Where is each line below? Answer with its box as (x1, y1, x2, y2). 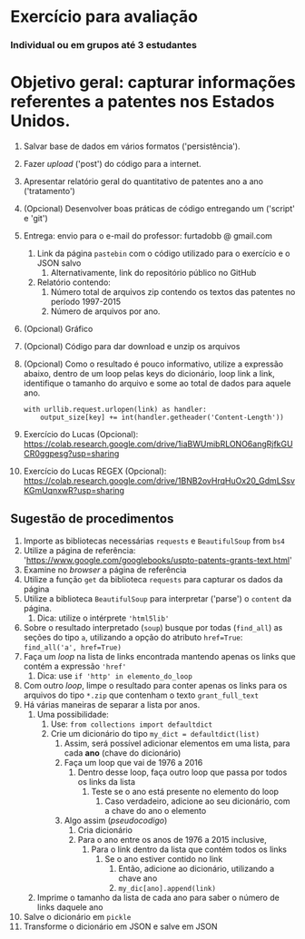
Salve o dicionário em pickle (23, 911, 132, 922)
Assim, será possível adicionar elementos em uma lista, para (64, 738, 290, 748)
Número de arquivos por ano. (50, 306, 161, 317)
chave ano (118, 873, 158, 884)
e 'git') (23, 213, 48, 224)
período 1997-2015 (50, 297, 122, 308)
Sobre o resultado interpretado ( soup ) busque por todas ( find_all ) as (23, 621, 283, 632)
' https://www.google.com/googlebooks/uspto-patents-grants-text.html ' (23, 554, 293, 565)
